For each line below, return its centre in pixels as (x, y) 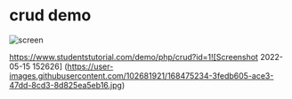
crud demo (50, 15)
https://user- (90, 66)
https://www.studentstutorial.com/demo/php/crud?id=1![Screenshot (134, 57)
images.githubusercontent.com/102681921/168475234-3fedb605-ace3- (142, 75)
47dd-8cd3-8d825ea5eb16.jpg (66, 85)
